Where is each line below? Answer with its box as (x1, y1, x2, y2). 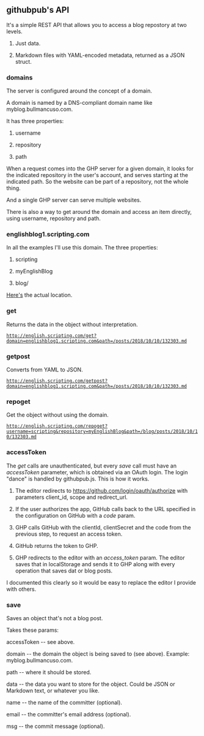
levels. (6, 28, 23, 35)
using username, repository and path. (6, 214, 101, 222)
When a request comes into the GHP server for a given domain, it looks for (6, 165, 194, 172)
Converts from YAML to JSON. (6, 366, 84, 373)
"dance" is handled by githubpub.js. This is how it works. (6, 475, 150, 482)
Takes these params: (6, 626, 59, 634)
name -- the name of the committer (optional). (6, 699, 122, 706)
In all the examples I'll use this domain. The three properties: (6, 244, 158, 251)
